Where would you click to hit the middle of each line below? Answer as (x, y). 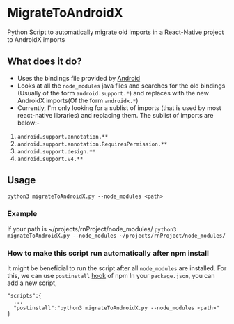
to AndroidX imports (36, 39)
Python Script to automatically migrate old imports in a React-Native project (116, 32)
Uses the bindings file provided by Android (79, 78)
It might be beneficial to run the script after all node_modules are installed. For (117, 268)
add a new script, (32, 283)
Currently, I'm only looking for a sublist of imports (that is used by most (119, 108)
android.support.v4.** (50, 159)
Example (22, 214)
